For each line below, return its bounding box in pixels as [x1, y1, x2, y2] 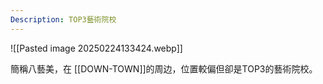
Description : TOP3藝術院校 [10, 14, 117, 25]
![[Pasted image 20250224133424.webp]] [10, 42, 183, 54]
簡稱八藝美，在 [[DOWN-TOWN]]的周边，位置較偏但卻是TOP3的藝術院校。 [10, 62, 318, 75]
